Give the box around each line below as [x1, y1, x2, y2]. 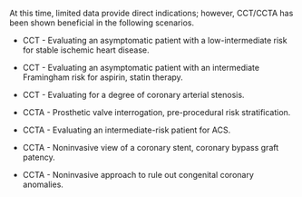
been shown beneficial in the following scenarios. [9, 17, 195, 28]
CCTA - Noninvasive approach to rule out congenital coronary [22, 170, 254, 180]
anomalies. [22, 179, 63, 190]
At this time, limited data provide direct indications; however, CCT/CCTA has [9, 8, 294, 18]
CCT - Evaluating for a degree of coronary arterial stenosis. [22, 90, 245, 100]
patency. [22, 152, 56, 163]
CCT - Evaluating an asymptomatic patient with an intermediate [22, 63, 260, 73]
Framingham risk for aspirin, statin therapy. [22, 72, 183, 83]
